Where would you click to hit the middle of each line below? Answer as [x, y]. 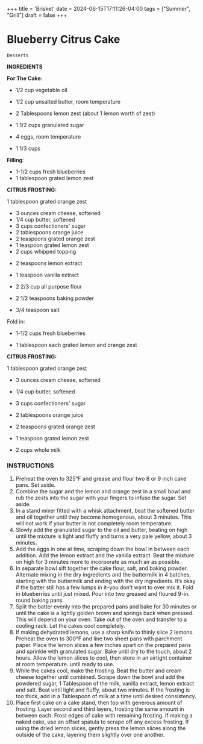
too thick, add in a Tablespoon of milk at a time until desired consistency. [106, 696]
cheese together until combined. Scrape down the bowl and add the [100, 677]
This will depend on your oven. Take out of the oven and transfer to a [101, 619]
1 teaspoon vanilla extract [47, 275]
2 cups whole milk [38, 450]
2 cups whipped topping [46, 251]
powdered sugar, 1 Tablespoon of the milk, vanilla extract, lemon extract [105, 684]
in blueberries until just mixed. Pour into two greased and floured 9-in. [103, 594]
